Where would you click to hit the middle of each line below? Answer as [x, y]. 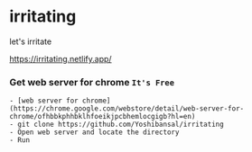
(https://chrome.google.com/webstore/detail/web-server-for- [127, 109]
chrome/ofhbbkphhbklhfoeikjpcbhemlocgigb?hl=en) [103, 117]
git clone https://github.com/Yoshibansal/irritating [121, 125]
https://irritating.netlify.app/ [61, 58]
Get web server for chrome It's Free [92, 82]
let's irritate [31, 41]
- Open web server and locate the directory [94, 132]
